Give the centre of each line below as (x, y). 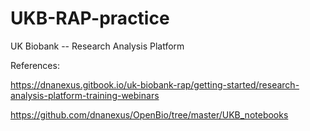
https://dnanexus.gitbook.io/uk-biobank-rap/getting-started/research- (155, 84)
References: (35, 65)
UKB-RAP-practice (90, 18)
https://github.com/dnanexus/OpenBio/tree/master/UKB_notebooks (149, 114)
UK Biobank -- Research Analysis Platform (97, 46)
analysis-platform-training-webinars (85, 95)
